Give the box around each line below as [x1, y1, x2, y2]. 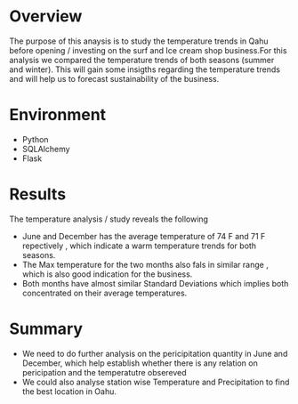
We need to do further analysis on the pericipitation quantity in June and [21, 348, 288, 359]
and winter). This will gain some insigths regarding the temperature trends [9, 64, 280, 75]
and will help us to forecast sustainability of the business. [9, 73, 220, 84]
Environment [9, 105, 107, 125]
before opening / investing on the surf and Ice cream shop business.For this [9, 44, 287, 55]
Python [21, 133, 49, 144]
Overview [9, 6, 83, 27]
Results [9, 184, 67, 205]
